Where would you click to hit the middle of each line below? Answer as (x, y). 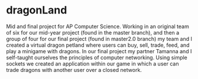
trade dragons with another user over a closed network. (74, 70)
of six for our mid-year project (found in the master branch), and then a (93, 32)
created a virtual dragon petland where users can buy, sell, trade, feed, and (98, 45)
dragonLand (37, 10)
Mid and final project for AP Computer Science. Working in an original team (98, 26)
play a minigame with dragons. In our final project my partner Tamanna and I (99, 51)
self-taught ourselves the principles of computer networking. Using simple (97, 57)
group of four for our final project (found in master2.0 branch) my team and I (99, 39)
